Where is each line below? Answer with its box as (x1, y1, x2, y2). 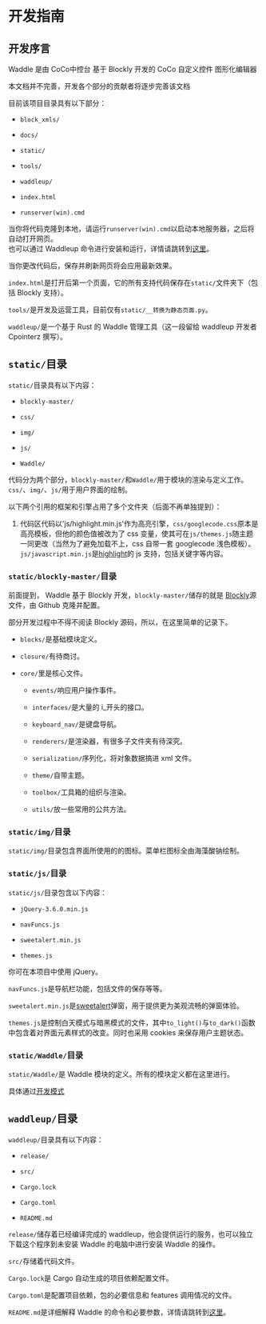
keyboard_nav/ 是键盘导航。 (31, 719, 121, 729)
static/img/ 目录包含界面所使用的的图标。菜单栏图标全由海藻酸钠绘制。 (8, 846, 244, 856)
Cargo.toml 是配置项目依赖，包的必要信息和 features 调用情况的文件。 (8, 1290, 236, 1300)
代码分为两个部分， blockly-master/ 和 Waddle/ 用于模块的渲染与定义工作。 (8, 474, 248, 484)
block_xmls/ (19, 116, 60, 124)
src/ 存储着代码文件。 (8, 1256, 79, 1266)
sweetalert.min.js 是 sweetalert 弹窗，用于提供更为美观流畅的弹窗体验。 (8, 1001, 244, 1010)
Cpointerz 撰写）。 (8, 332, 68, 341)
